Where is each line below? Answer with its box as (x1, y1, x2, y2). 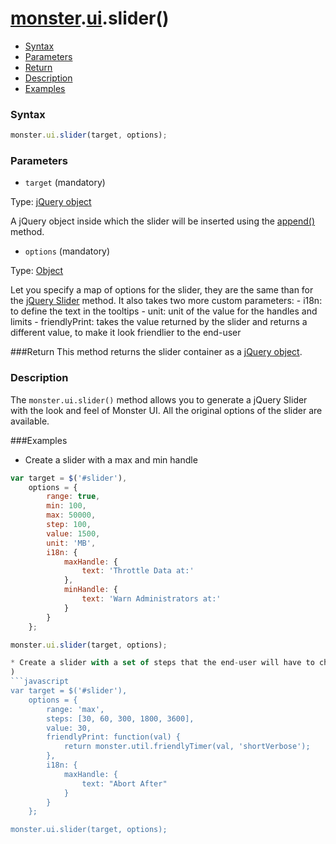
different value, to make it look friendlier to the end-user (10, 327, 242, 339)
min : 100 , (46, 501, 87, 511)
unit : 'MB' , (46, 538, 97, 548)
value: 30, (46, 723, 92, 733)
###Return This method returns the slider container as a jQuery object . (10, 346, 303, 358)
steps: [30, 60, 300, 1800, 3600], (46, 713, 195, 724)
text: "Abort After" (81, 778, 168, 789)
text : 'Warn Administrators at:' (81, 594, 222, 604)
